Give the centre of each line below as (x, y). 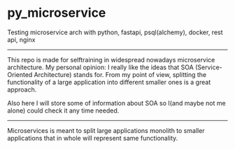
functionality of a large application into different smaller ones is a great (109, 82)
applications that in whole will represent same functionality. (93, 138)
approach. (22, 90)
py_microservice (57, 13)
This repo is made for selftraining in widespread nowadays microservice (111, 59)
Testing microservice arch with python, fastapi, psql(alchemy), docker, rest (115, 32)
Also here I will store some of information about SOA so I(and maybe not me (116, 103)
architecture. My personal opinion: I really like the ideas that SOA (100, 67)
